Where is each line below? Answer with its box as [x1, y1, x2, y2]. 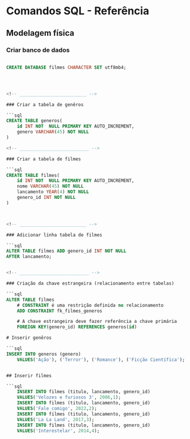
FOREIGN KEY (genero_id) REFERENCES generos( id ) [17, 324, 137, 330]
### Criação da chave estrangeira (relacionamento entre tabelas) [6, 281, 175, 287]
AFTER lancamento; [6, 254, 52, 260]
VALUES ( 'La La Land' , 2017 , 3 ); [17, 416, 95, 422]
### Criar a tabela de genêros [6, 101, 84, 108]
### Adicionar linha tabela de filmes [6, 232, 102, 238]
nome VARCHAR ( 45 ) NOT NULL [17, 183, 84, 189]
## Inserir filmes [6, 372, 52, 379]
